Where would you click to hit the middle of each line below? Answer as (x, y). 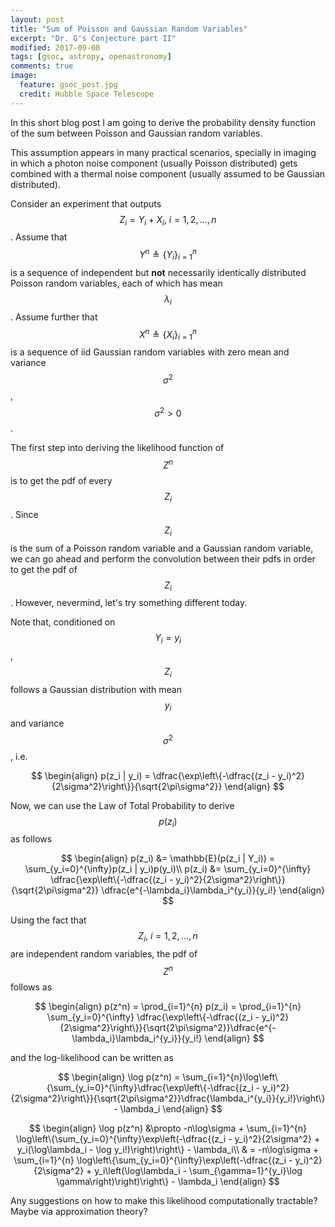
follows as (31, 987)
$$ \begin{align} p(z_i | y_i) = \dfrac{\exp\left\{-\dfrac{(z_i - (153, 775)
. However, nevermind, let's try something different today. (129, 603)
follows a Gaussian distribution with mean (96, 690)
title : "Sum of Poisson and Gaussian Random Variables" (129, 29)
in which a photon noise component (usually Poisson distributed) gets (154, 163)
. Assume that (39, 237)
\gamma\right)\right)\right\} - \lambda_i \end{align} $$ (168, 1181)
